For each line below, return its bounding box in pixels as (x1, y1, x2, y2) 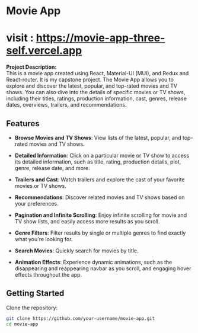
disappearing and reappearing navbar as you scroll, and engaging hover (14, 265, 191, 272)
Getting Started (6, 289, 65, 299)
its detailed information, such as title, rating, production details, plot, (14, 158, 181, 165)
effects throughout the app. (14, 271, 82, 278)
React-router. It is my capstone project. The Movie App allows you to (6, 76, 174, 84)
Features (6, 119, 40, 129)
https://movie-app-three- (36, 31, 165, 45)
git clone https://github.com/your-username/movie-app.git (6, 315, 155, 321)
